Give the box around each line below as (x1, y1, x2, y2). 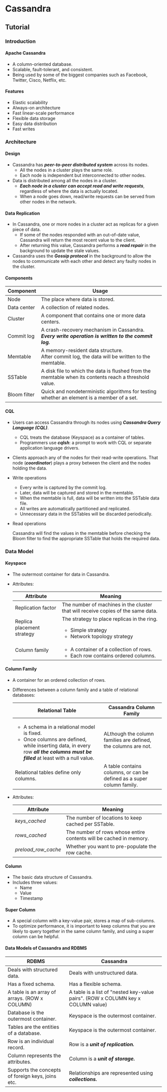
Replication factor (14, 604, 56, 611)
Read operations (12, 520, 46, 526)
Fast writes (12, 125, 35, 132)
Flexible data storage (12, 115, 56, 121)
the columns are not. (103, 742, 152, 749)
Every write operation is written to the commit (41, 333, 153, 340)
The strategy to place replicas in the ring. (62, 615, 158, 622)
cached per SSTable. (66, 820, 115, 827)
